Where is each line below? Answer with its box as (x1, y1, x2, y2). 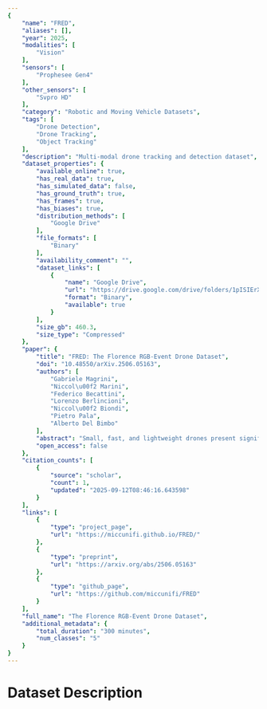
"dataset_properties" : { (22, 160, 104, 168)
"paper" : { (22, 345, 58, 353)
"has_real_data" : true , (36, 175, 115, 183)
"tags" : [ (22, 116, 55, 124)
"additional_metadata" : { (22, 620, 108, 628)
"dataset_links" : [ (36, 264, 101, 272)
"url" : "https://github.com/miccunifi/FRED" (49, 590, 201, 598)
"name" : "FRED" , (22, 19, 77, 27)
